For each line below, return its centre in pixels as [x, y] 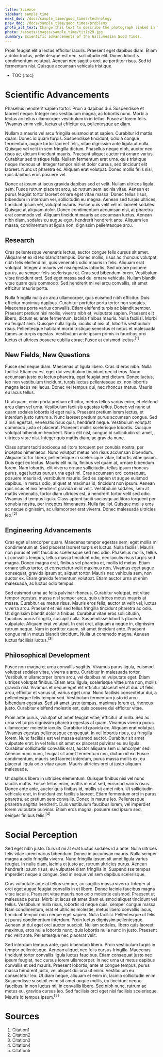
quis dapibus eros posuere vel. [36, 174]
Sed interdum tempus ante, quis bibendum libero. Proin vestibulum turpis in [80, 944]
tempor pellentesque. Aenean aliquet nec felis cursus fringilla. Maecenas [78, 950]
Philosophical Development [48, 655]
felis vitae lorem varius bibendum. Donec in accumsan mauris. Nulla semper [81, 853]
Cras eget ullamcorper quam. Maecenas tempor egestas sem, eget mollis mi [81, 542]
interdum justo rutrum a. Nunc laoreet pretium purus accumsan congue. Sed [81, 417]
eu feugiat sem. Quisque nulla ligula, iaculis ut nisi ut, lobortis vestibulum [78, 323]
